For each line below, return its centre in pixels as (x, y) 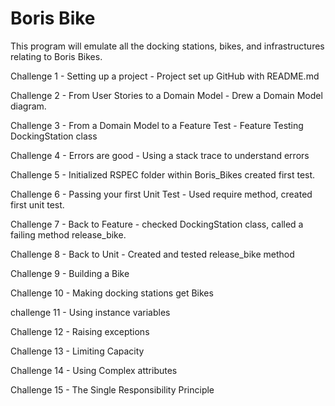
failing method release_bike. (68, 234)
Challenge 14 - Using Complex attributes (94, 370)
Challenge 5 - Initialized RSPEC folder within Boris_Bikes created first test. (163, 174)
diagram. (28, 106)
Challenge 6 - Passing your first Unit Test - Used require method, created (161, 194)
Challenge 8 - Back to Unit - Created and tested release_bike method (152, 254)
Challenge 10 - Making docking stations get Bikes (112, 293)
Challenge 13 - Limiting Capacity (77, 351)
